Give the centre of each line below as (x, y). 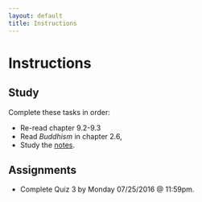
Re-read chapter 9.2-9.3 (60, 128)
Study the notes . (47, 145)
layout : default (35, 16)
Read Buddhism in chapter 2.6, (71, 136)
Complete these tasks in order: (60, 112)
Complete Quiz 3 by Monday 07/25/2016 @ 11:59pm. (107, 189)
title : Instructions (43, 23)
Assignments (43, 170)
